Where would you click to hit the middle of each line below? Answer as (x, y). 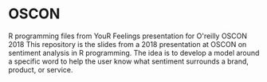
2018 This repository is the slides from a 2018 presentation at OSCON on (128, 44)
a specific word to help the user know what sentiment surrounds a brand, (129, 61)
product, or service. (41, 69)
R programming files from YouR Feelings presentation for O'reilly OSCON (128, 36)
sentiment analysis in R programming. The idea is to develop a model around (134, 53)
